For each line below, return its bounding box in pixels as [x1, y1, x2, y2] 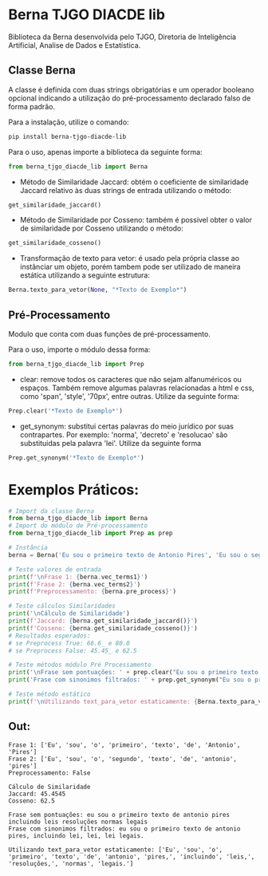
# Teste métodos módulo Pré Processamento [8, 661, 152, 669]
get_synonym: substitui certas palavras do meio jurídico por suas [19, 421, 234, 431]
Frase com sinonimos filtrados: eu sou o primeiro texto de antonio [8, 824, 241, 833]
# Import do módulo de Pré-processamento [8, 522, 148, 530]
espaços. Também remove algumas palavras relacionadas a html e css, [19, 383, 254, 393]
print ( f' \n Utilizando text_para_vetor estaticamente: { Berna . [8, 697, 219, 705]
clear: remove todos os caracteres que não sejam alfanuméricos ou [19, 374, 242, 384]
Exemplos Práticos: [8, 480, 140, 499]
